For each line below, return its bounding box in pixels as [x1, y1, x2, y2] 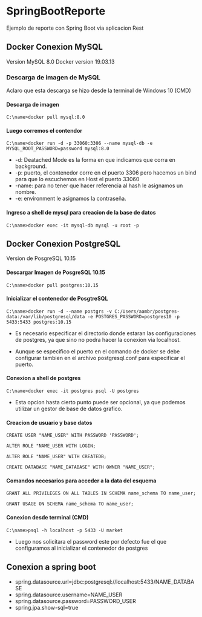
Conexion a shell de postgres [6, 375, 81, 382]
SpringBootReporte [6, 4, 106, 18]
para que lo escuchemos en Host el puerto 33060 [15, 176, 140, 183]
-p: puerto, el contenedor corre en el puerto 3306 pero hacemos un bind [15, 169, 197, 176]
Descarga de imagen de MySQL [6, 73, 101, 81]
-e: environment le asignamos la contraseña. [15, 195, 126, 202]
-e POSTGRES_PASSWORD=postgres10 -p [87, 313, 180, 319]
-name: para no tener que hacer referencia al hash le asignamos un [15, 182, 183, 189]
